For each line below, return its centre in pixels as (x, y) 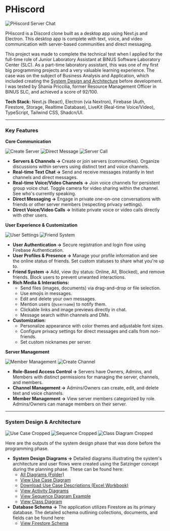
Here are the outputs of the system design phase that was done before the (83, 443)
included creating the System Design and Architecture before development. (84, 81)
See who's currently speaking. (44, 194)
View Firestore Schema (44, 523)
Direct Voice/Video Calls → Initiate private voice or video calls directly (86, 210)
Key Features (22, 130)
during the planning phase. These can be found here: (68, 469)
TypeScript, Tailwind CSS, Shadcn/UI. (45, 112)
